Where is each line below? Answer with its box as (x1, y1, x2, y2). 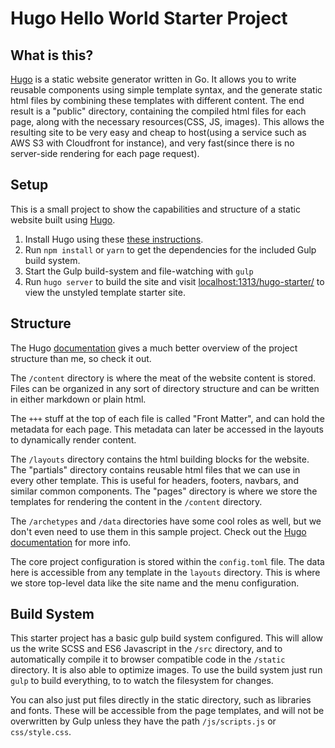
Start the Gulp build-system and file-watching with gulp (24, 265, 254, 277)
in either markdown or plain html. (10, 393, 147, 405)
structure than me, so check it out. (10, 352, 152, 364)
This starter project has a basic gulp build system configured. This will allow (10, 632, 323, 644)
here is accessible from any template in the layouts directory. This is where (10, 566, 321, 578)
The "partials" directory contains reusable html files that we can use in (10, 463, 301, 476)
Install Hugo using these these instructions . (24, 233, 204, 245)
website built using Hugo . (10, 213, 116, 226)
